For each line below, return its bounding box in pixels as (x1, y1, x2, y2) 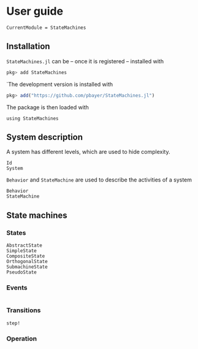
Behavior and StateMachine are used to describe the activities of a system (6, 176, 192, 183)
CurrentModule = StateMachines (6, 25, 86, 31)
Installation (6, 41, 50, 52)
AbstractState (6, 242, 43, 248)
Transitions (6, 306, 41, 315)
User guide (6, 4, 63, 18)
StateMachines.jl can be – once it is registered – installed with (6, 57, 164, 65)
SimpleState (6, 248, 37, 254)
